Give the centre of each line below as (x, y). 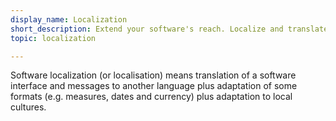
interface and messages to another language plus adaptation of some (154, 86)
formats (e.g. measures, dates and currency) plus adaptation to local (151, 97)
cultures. (28, 107)
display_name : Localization (69, 19)
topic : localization (53, 38)
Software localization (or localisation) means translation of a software (153, 75)
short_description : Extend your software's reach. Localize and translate (169, 29)
